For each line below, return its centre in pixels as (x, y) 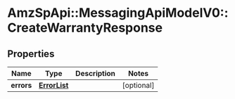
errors (21, 85)
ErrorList (53, 85)
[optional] (138, 85)
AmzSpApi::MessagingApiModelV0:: (118, 13)
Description (95, 73)
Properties (31, 54)
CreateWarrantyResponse (85, 28)
